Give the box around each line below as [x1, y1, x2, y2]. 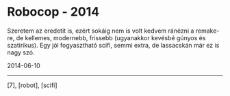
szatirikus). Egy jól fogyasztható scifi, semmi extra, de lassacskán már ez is [7, 41, 220, 49]
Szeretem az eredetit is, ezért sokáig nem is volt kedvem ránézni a [7, 27, 194, 35]
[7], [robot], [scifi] [7, 81, 57, 89]
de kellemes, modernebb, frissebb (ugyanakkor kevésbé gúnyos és [16, 33, 206, 42]
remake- [195, 27, 220, 35]
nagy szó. [7, 48, 35, 57]
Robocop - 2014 [7, 4, 100, 20]
